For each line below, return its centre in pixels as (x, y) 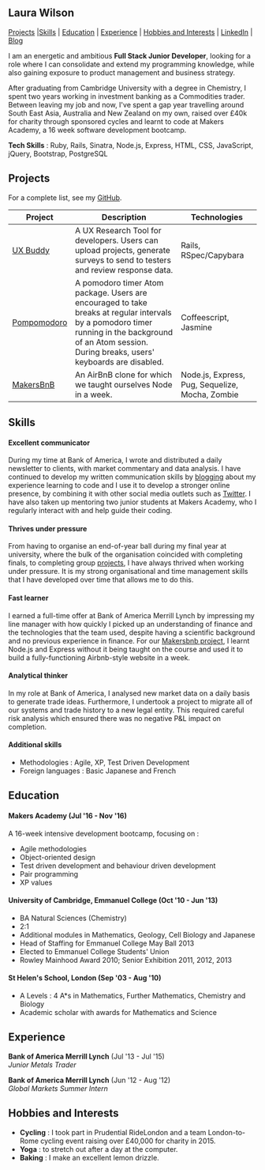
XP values (36, 882)
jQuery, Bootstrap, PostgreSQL (58, 153)
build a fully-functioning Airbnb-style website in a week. (99, 657)
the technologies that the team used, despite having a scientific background (132, 632)
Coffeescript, (205, 317)
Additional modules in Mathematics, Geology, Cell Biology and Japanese (137, 934)
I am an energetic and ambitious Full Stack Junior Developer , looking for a (129, 55)
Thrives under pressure (48, 528)
